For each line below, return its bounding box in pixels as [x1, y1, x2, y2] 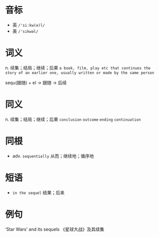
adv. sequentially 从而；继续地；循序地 [12, 153, 94, 159]
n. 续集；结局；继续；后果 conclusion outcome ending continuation [5, 116, 141, 122]
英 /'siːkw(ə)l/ [12, 22, 45, 28]
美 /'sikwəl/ [12, 28, 39, 34]
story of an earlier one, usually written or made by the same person [5, 70, 155, 75]
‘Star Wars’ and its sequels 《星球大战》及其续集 [5, 226, 104, 232]
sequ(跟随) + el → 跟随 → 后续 [5, 79, 67, 85]
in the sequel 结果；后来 [12, 189, 65, 195]
